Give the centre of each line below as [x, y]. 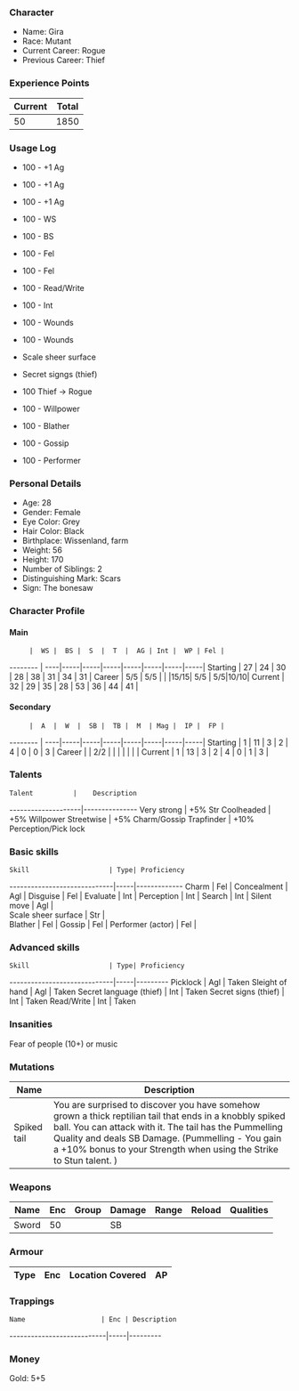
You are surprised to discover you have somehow [157, 1105]
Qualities [249, 1210]
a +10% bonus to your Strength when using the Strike [166, 1149]
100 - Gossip [45, 443]
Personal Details [45, 483]
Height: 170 [43, 560]
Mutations [32, 1067]
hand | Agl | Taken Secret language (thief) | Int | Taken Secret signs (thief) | [147, 992]
